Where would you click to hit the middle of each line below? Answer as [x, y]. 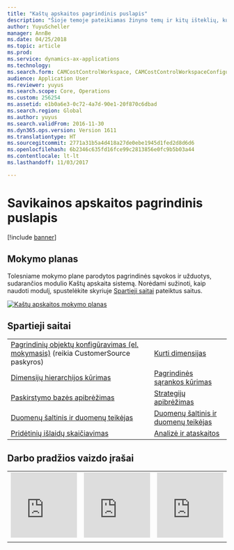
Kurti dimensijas [180, 354]
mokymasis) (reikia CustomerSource [71, 354]
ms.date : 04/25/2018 [37, 40]
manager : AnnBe [29, 33]
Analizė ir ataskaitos [187, 434]
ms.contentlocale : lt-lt [43, 156]
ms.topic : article [34, 46]
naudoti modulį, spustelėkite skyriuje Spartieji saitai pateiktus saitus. [105, 290]
